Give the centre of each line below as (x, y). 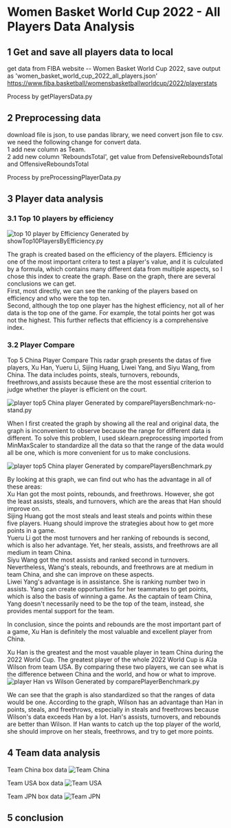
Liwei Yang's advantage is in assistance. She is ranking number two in (107, 582)
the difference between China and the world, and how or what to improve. (112, 674)
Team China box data (37, 769)
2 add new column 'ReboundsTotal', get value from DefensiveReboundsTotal (115, 156)
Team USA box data (35, 783)
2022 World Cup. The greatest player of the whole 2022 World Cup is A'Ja (112, 659)
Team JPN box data (35, 796)
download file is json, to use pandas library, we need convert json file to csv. (115, 134)
